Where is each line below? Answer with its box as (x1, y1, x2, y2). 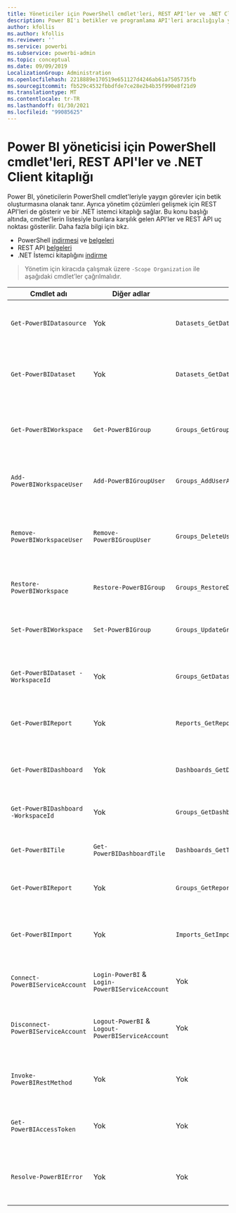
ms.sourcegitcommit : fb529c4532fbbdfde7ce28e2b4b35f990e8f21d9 (7, 82, 197, 90)
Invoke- (11, 1071, 37, 1079)
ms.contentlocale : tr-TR (7, 96, 80, 103)
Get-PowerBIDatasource (11, 319, 86, 327)
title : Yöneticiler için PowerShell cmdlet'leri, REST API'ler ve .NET (7, 10, 221, 18)
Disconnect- (11, 1020, 51, 1028)
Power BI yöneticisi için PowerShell (7, 139, 216, 155)
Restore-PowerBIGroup (93, 583, 166, 591)
